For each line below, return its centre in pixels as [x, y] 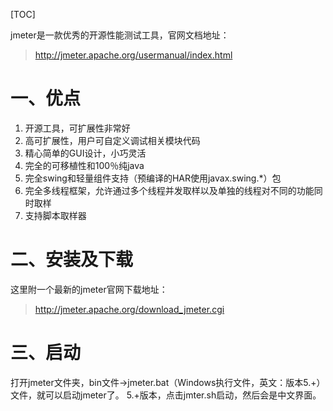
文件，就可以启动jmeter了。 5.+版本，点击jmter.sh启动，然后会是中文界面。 [166, 395]
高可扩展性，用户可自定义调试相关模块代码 [112, 140]
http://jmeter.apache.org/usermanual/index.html [133, 55]
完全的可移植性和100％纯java [84, 165]
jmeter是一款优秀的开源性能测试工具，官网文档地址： [120, 35]
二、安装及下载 [72, 260]
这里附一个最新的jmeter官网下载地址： [89, 289]
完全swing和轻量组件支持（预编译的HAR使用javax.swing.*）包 [153, 178]
